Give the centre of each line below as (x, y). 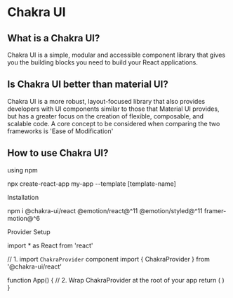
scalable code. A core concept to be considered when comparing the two (114, 123)
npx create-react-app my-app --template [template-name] (92, 184)
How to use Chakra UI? (58, 153)
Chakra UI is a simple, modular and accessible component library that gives (116, 55)
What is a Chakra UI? (54, 38)
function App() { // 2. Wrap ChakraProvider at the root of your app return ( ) (116, 280)
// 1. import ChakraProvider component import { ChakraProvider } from (109, 259)
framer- (215, 210)
